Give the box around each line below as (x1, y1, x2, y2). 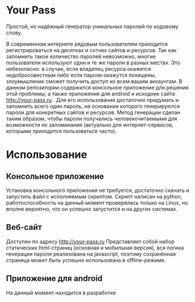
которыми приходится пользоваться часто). (6, 127, 117, 135)
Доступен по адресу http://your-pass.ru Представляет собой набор (6, 238, 175, 245)
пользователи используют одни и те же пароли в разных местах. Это (6, 59, 180, 66)
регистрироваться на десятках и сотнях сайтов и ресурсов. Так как (6, 46, 177, 53)
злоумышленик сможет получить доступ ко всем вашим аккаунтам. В (6, 77, 183, 85)
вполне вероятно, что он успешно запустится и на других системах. (6, 205, 178, 212)
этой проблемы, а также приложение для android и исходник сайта (6, 90, 176, 97)
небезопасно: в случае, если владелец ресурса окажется (6, 65, 151, 72)
